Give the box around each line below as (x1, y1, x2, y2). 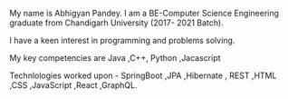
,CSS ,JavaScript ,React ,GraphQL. (9, 80, 138, 90)
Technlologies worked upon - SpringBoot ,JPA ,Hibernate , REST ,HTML (9, 70, 277, 81)
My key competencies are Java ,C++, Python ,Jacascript (9, 53, 221, 63)
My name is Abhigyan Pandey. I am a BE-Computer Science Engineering (9, 8, 279, 18)
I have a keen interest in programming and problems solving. (9, 35, 235, 45)
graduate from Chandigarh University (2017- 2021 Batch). (9, 17, 224, 28)
